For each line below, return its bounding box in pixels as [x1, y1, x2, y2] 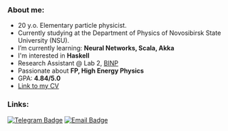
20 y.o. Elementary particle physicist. [17, 21, 127, 30]
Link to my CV [17, 82, 59, 90]
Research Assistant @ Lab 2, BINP [17, 59, 119, 68]
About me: [7, 5, 45, 15]
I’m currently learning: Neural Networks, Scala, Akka [17, 44, 175, 53]
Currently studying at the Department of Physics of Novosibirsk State [17, 28, 222, 37]
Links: [7, 100, 29, 110]
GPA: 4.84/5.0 [17, 74, 61, 83]
